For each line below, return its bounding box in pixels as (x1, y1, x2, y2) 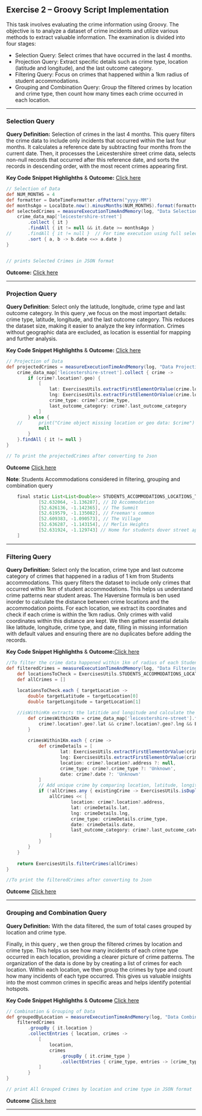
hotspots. (6, 985, 30, 992)
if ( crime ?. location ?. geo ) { (28, 375, 101, 381)
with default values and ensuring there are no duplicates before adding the (6, 630, 191, 637)
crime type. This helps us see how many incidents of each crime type (6, 946, 179, 954)
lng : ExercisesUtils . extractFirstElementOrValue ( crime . (49, 392, 192, 398)
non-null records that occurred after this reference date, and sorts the (6, 156, 179, 164)
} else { (28, 414, 50, 420)
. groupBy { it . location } (28, 1025, 93, 1031)
